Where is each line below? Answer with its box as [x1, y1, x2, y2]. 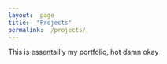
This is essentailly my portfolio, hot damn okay [8, 48, 159, 57]
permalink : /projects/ [8, 26, 87, 34]
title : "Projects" [8, 19, 72, 27]
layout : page [8, 11, 55, 20]
